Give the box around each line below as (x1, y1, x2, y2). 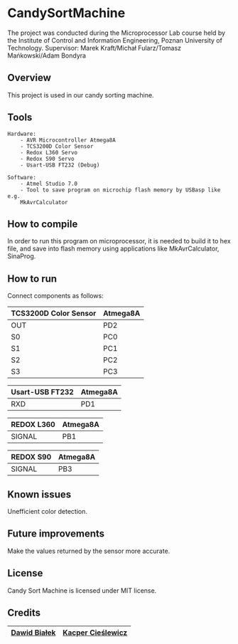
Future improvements (7, 528, 105, 540)
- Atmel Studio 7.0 (20, 180, 78, 187)
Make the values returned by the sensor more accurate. (7, 547, 171, 555)
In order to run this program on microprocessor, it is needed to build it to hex (7, 237, 231, 246)
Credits (7, 607, 41, 619)
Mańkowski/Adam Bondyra (7, 51, 87, 60)
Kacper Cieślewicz (63, 628, 128, 638)
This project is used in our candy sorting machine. (7, 90, 154, 99)
